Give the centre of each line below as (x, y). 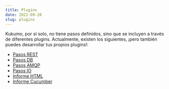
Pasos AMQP (26, 65)
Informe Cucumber (32, 81)
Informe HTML (28, 76)
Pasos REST (25, 54)
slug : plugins (20, 19)
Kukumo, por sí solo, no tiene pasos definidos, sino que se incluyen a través (84, 34)
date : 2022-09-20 (24, 15)
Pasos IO (22, 71)
